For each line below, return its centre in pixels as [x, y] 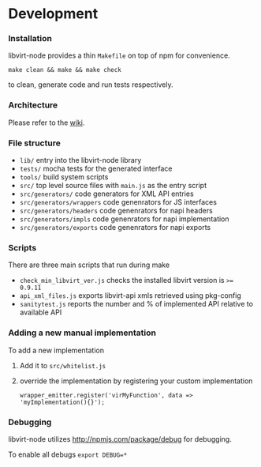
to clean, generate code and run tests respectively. [91, 85]
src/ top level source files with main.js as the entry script [113, 186]
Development [53, 14]
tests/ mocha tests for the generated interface [96, 169]
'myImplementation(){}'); [62, 402]
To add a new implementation [56, 350]
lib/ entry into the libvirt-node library [80, 160]
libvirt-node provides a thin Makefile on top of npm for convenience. [119, 55]
